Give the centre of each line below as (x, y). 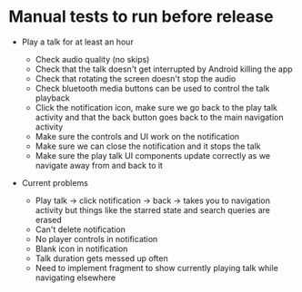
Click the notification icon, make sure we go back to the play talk (156, 107)
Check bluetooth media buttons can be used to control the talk (152, 88)
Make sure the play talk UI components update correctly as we (152, 155)
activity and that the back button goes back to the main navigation (159, 117)
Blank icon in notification (81, 248)
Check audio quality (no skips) (92, 59)
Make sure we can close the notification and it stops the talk (148, 146)
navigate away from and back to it (99, 165)
